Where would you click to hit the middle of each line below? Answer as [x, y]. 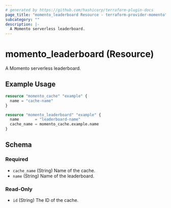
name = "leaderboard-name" [45, 120]
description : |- [22, 24]
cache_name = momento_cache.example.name [54, 124]
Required [17, 160]
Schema [19, 145]
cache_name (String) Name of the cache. [54, 170]
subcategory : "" [22, 19]
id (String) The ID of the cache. [46, 200]
